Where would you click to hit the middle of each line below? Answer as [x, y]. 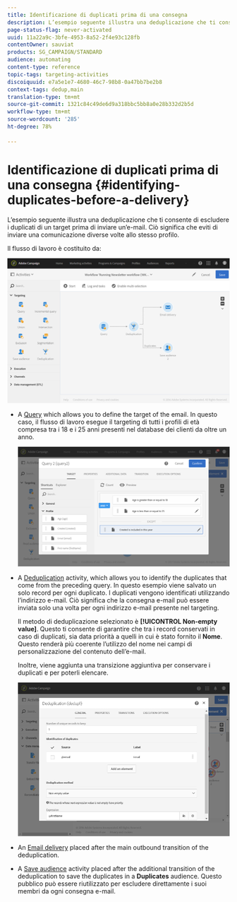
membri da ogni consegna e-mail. [67, 891]
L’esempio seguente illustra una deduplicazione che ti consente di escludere [118, 220]
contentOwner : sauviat [41, 45]
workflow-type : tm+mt [39, 112]
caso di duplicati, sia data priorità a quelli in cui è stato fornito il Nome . [120, 636]
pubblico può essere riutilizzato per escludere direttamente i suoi [112, 884]
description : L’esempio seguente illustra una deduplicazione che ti [112, 22]
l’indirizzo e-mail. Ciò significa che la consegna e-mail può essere [113, 600]
